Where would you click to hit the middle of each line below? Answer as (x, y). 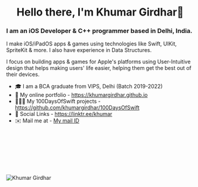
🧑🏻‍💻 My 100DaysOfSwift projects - (58, 102)
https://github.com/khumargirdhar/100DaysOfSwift (77, 108)
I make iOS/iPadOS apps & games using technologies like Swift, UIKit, (92, 44)
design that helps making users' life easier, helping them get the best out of (99, 68)
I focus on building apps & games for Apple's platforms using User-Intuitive (98, 62)
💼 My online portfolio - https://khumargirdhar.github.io (81, 95)
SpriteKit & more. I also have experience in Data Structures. (79, 50)
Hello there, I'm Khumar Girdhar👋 (100, 12)
